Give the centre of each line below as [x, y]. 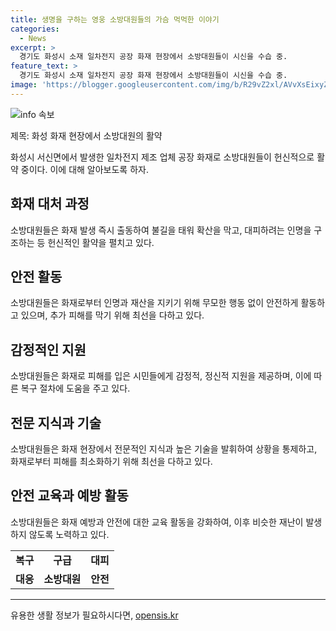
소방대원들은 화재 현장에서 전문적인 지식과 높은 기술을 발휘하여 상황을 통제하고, [164, 449]
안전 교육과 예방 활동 [69, 496]
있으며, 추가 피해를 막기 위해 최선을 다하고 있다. [112, 315]
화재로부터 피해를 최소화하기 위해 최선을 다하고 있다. [111, 461]
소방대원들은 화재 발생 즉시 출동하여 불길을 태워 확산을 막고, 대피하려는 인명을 [161, 230]
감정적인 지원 [48, 349]
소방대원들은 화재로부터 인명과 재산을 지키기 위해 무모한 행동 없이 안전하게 [154, 303]
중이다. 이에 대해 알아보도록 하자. [84, 169]
